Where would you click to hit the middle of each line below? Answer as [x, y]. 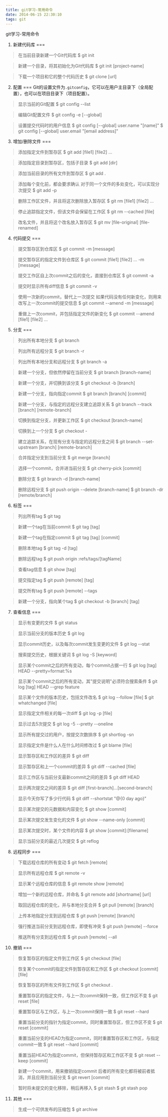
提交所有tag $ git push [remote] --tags [57, 591]
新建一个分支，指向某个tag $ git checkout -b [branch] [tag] [78, 602]
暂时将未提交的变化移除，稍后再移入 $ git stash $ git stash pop [83, 1088]
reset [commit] [33, 1028]
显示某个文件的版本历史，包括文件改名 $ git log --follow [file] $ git [86, 697]
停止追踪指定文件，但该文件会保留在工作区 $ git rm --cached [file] [86, 212]
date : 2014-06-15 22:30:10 [34, 15]
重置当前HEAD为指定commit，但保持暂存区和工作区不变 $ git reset [86, 1055]
